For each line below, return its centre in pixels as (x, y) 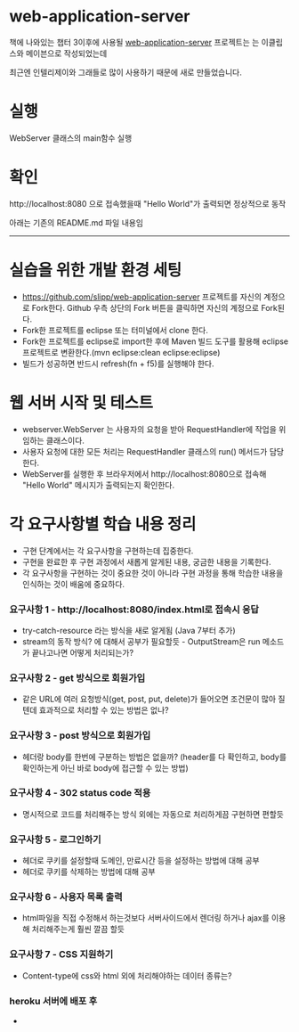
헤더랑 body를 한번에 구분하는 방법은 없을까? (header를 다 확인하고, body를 (154, 757)
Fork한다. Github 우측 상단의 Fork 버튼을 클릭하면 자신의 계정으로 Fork (154, 307)
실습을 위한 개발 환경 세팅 (96, 270)
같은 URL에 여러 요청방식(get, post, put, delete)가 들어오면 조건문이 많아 (149, 699)
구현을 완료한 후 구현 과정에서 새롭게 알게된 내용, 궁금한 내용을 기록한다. (146, 561)
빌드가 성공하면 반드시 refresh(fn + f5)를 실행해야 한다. (118, 364)
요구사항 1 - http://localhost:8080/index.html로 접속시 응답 (134, 610)
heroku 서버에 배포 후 (53, 1001)
